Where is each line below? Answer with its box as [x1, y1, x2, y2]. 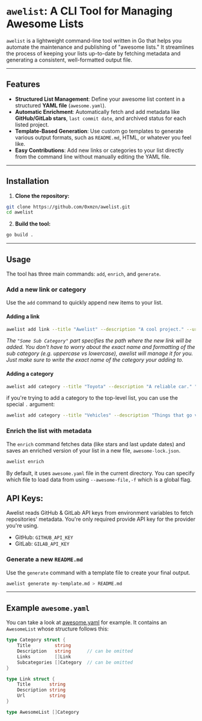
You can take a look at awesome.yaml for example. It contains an [6, 619, 167, 626]
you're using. [6, 522, 39, 529]
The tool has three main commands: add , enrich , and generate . [6, 270, 161, 277]
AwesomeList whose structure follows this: [6, 625, 109, 632]
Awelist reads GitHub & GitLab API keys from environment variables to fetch [6, 509, 194, 517]
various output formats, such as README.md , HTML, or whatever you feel [14, 134, 192, 141]
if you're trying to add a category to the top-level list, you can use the [6, 394, 179, 401]
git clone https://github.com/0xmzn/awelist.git [6, 204, 130, 210]
